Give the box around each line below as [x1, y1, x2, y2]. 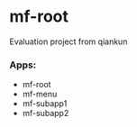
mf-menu [22, 88, 58, 100]
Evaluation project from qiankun [9, 36, 128, 47]
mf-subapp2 [22, 108, 69, 119]
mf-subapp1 [22, 98, 68, 109]
